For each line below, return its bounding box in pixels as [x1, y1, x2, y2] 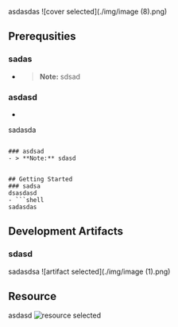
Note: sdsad [39, 72, 81, 81]
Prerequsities [8, 29, 77, 43]
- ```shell [8, 196, 44, 204]
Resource [8, 290, 57, 303]
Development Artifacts [8, 224, 124, 238]
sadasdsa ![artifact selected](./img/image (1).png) [8, 267, 171, 276]
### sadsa [8, 182, 41, 190]
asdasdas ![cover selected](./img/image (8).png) [8, 7, 168, 16]
